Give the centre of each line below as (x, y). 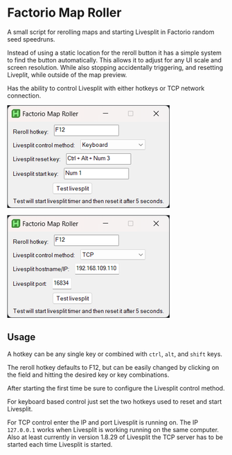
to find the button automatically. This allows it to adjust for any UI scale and (114, 60)
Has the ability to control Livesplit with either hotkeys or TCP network (106, 88)
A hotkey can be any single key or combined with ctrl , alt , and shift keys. (115, 354)
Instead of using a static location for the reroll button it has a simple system (114, 53)
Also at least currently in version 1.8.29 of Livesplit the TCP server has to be (115, 437)
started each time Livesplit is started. (60, 444)
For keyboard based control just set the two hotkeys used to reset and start (115, 401)
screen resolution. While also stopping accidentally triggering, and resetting (115, 67)
